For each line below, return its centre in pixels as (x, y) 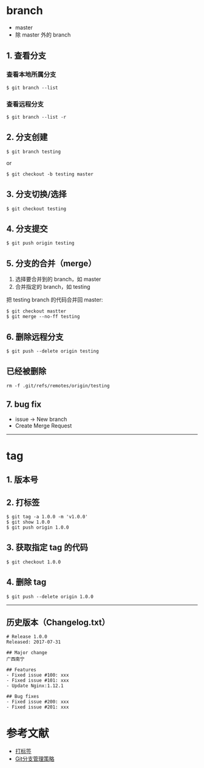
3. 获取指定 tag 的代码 (47, 548)
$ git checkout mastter (36, 311)
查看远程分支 (25, 104)
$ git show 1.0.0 (28, 522)
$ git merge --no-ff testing (43, 317)
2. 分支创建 (27, 137)
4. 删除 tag (26, 582)
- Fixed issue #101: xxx (38, 681)
